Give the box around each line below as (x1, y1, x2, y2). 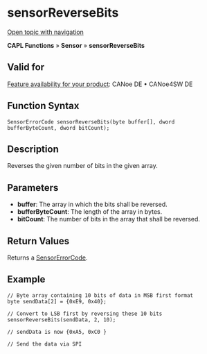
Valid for (7, 61, 45, 74)
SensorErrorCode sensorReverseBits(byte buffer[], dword (7, 118, 175, 126)
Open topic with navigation (7, 28, 84, 36)
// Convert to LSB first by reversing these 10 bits (7, 310, 163, 317)
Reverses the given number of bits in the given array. (7, 162, 158, 170)
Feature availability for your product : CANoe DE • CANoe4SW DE (7, 80, 193, 88)
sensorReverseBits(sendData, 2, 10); (7, 316, 116, 323)
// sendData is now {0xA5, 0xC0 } (7, 328, 107, 335)
